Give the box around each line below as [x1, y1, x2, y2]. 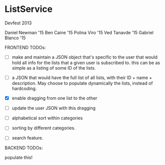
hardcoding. [11, 85, 37, 91]
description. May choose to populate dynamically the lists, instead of [11, 81, 153, 86]
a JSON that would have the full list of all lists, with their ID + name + [11, 75, 153, 81]
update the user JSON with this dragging [11, 105, 96, 111]
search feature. [11, 135, 43, 141]
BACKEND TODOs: [4, 145, 43, 151]
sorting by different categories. [11, 125, 76, 131]
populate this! [4, 155, 33, 161]
